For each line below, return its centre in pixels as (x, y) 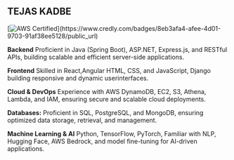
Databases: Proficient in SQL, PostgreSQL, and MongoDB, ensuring (105, 112)
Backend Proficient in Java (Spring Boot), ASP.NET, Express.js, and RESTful (117, 49)
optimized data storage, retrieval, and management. (82, 120)
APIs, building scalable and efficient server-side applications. (96, 57)
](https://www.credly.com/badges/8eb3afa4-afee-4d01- (139, 28)
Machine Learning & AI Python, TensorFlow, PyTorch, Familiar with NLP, (112, 133)
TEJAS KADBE (39, 12)
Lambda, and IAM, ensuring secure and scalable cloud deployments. (106, 99)
